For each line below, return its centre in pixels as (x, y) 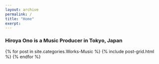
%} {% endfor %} (23, 57)
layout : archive (22, 10)
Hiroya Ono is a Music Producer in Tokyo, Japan (64, 41)
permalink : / (19, 14)
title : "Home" (20, 19)
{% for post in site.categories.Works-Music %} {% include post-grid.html (80, 51)
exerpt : (13, 23)
